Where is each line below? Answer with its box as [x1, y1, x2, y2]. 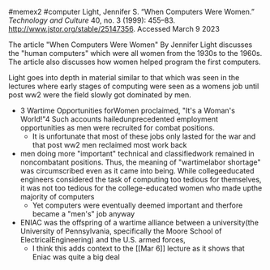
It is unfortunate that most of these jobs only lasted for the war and [32, 131, 256, 141]
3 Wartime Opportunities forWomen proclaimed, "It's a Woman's [19, 105, 235, 115]
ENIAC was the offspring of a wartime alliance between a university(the [19, 218, 259, 227]
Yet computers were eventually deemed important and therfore [32, 200, 243, 210]
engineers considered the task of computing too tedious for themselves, [19, 174, 262, 184]
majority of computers [19, 192, 95, 201]
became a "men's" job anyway [32, 209, 135, 218]
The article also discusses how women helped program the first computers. [8, 57, 261, 66]
